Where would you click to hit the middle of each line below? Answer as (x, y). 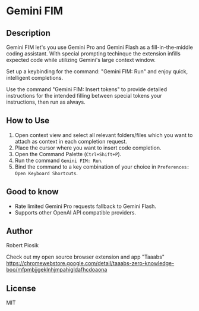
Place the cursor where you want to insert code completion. (88, 148)
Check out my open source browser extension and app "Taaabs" (86, 257)
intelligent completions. (35, 78)
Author (19, 231)
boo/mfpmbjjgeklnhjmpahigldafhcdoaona (57, 270)
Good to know (32, 192)
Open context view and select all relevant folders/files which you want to (104, 135)
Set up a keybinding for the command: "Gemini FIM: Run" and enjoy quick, (97, 71)
